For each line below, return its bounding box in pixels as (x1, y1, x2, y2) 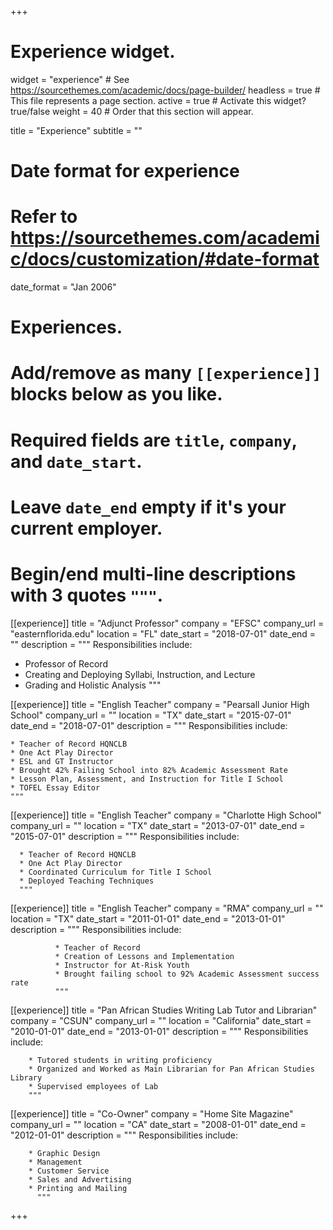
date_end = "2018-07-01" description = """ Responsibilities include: (10, 719, 288, 731)
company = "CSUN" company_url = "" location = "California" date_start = (10, 1014, 312, 1026)
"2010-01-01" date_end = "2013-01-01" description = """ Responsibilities (10, 1025, 309, 1037)
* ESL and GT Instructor (10, 756, 114, 766)
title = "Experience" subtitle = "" (10, 124, 143, 136)
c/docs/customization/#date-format (10, 248, 320, 271)
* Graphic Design (28, 1148, 101, 1158)
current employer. (10, 517, 163, 540)
